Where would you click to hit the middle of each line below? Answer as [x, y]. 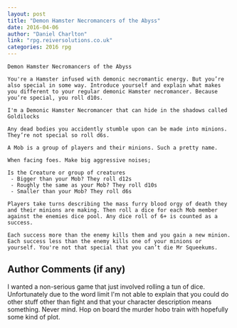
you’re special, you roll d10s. [55, 98]
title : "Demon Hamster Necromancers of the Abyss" [84, 21]
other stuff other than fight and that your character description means [110, 302]
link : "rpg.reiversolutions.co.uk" [60, 41]
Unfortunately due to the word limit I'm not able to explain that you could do [118, 294]
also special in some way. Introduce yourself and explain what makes [114, 86]
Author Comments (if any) [67, 269]
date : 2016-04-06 [33, 27]
